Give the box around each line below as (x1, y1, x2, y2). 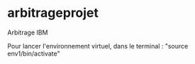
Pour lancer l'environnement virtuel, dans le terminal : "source (7, 41, 189, 50)
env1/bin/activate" (7, 49, 60, 58)
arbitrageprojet (7, 5, 99, 21)
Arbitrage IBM (7, 28, 48, 37)
